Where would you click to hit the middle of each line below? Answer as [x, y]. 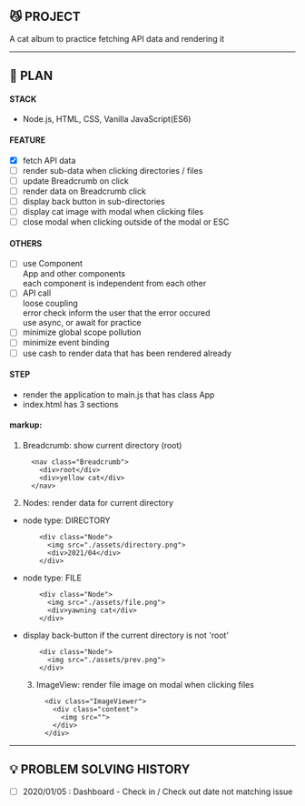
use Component [53, 264]
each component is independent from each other [114, 284]
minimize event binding [66, 343]
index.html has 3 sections [70, 404]
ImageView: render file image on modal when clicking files [145, 684]
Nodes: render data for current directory [98, 502]
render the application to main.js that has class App [118, 394]
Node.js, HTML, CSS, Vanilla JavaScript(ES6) [107, 119]
